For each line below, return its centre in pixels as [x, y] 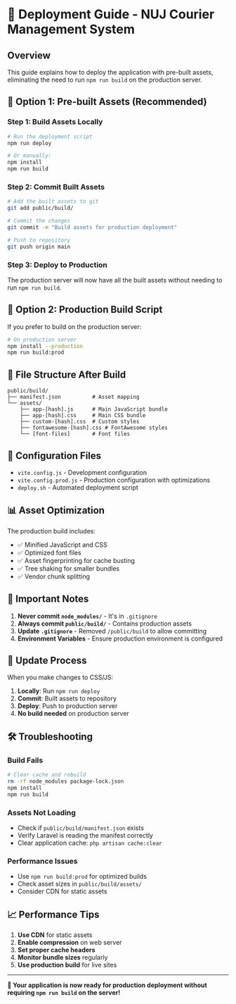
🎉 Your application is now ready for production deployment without [107, 985]
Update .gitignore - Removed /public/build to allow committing [112, 631]
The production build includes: [52, 531]
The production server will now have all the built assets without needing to [115, 280]
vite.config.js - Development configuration [82, 472]
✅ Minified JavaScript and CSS [62, 545]
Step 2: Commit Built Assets [56, 187]
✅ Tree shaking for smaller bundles [68, 568]
